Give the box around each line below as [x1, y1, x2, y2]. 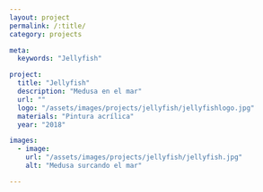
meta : [9, 46, 30, 54]
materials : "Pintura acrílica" [17, 112, 135, 121]
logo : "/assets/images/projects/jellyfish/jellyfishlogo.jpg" [17, 104, 255, 113]
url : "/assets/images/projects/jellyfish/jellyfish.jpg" [25, 153, 243, 162]
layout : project [9, 13, 70, 22]
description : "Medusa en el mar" [17, 87, 143, 96]
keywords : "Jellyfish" [17, 54, 102, 63]
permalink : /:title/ [9, 21, 87, 30]
